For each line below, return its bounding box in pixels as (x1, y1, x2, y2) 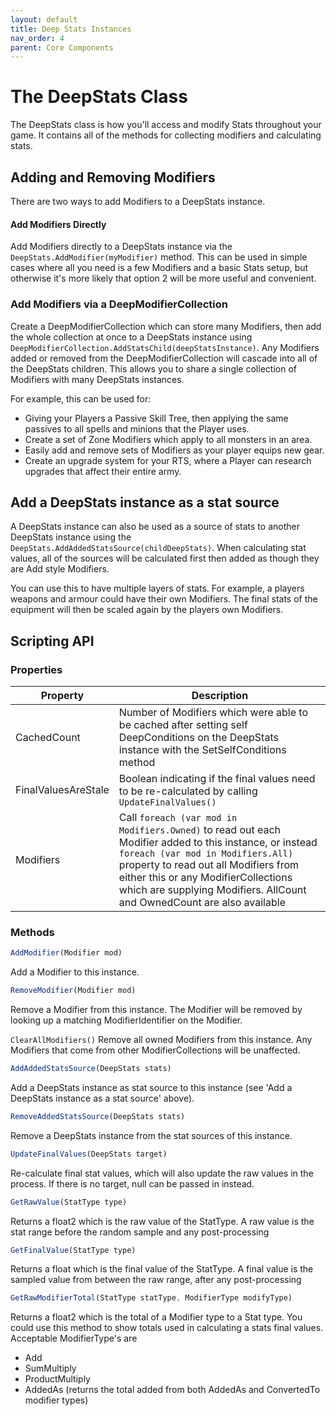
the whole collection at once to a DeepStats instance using (10, 331, 253, 343)
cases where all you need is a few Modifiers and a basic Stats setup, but (10, 262, 309, 274)
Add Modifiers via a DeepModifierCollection (10, 297, 229, 311)
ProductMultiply (24, 1373, 91, 1385)
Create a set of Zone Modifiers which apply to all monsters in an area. (24, 433, 313, 445)
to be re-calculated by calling (118, 784, 258, 798)
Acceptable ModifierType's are (10, 1332, 138, 1345)
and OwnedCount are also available (118, 896, 286, 909)
